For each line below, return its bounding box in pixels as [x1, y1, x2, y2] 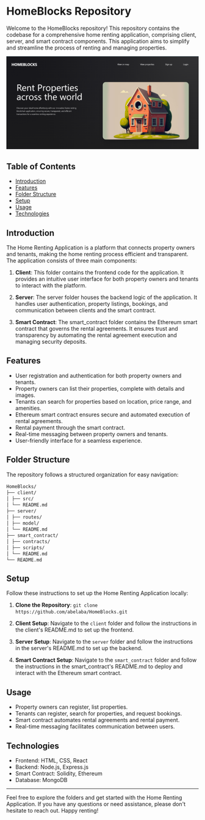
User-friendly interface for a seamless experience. [15, 437, 142, 444]
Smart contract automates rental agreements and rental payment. [15, 717, 180, 724]
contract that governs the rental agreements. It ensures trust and [15, 325, 178, 332]
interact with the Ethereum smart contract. [15, 670, 122, 677]
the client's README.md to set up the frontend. [15, 626, 134, 633]
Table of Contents [6, 161, 76, 172]
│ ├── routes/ [6, 514, 43, 520]
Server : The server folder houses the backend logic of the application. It [15, 294, 198, 301]
